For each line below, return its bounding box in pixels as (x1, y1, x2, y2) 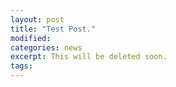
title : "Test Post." (10, 24, 97, 34)
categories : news (10, 42, 83, 53)
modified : (10, 33, 52, 43)
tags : (10, 61, 33, 71)
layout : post (10, 14, 65, 25)
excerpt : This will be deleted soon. (10, 52, 168, 62)
